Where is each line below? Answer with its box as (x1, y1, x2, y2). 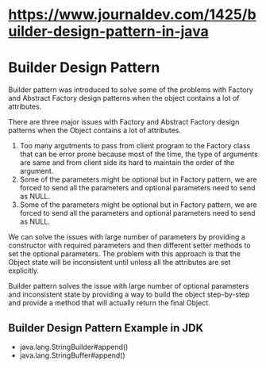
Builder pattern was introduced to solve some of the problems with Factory (8, 85, 254, 94)
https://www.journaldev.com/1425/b (8, 6, 256, 24)
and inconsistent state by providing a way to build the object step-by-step (8, 289, 250, 299)
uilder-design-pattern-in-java (8, 22, 209, 40)
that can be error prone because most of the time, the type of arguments (19, 149, 258, 159)
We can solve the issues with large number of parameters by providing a (8, 232, 246, 242)
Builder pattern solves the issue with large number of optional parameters (8, 282, 249, 291)
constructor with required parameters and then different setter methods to (8, 240, 252, 251)
